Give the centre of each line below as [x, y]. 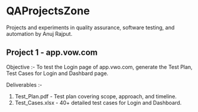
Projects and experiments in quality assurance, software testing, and [90, 27]
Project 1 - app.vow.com [52, 53]
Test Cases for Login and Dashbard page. [57, 73]
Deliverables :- [24, 85]
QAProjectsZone [48, 11]
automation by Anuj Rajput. [39, 33]
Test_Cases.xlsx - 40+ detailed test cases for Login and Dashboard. [98, 102]
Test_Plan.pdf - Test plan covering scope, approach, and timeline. [96, 96]
